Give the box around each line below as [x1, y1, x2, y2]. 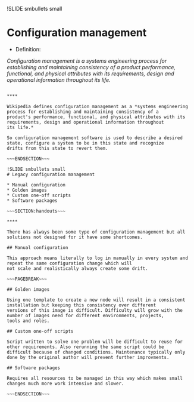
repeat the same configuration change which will [7, 260, 133, 266]
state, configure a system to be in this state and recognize [7, 140, 164, 146]
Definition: [15, 45, 41, 53]
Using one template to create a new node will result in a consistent [7, 297, 186, 303]
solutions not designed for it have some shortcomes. [7, 234, 143, 240]
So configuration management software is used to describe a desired [7, 134, 183, 141]
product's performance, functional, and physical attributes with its [7, 113, 186, 120]
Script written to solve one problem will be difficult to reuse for [7, 339, 183, 345]
